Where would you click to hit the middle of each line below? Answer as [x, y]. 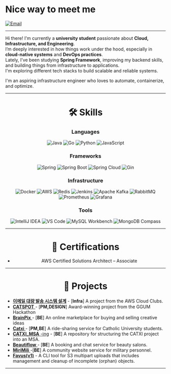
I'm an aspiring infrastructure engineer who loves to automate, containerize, [85, 81]
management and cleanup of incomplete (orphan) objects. [74, 361]
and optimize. [20, 86]
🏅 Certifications [85, 247]
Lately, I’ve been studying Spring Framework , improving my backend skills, [84, 60]
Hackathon [24, 312]
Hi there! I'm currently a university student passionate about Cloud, [77, 38]
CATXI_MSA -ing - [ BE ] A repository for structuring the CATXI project [86, 334]
